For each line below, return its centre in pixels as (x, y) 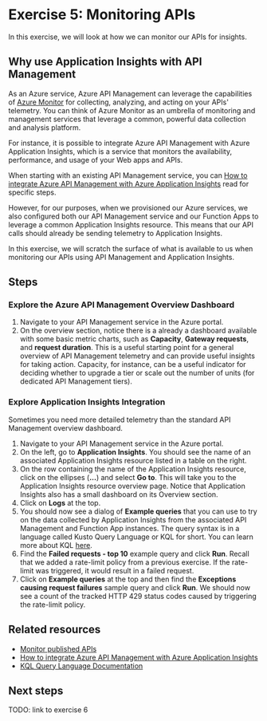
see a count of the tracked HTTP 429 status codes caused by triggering (138, 596)
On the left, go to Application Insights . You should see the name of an (135, 451)
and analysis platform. (45, 127)
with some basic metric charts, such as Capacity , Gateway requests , (134, 339)
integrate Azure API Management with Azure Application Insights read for (129, 183)
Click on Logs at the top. (60, 502)
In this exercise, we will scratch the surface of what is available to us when (131, 248)
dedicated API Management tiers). (76, 381)
